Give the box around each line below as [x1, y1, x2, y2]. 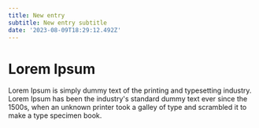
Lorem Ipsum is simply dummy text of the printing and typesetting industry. [8, 86, 252, 95]
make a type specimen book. [8, 111, 102, 120]
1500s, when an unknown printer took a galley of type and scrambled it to [8, 103, 247, 112]
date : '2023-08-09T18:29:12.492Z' [8, 26, 122, 34]
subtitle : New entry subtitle [8, 19, 108, 27]
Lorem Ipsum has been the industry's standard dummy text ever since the [8, 94, 248, 104]
